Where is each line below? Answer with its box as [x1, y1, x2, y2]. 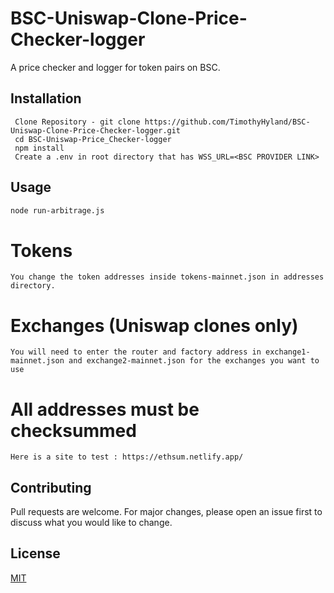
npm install [14, 143, 65, 153]
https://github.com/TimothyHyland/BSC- [144, 117, 311, 127]
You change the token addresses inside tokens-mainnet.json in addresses [10, 272, 325, 282]
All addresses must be [10, 398, 200, 421]
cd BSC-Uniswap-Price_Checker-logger [14, 134, 172, 144]
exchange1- [265, 347, 311, 357]
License [10, 545, 61, 562]
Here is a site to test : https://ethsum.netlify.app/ [10, 452, 244, 462]
